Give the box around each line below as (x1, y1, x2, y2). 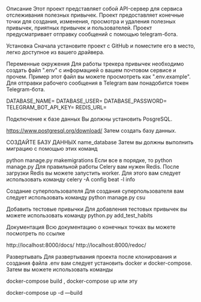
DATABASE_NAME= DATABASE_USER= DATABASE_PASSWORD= (6, 97, 167, 104)
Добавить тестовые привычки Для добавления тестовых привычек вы (6, 205, 188, 213)
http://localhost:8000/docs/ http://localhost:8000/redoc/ (6, 241, 146, 249)
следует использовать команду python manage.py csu (6, 194, 146, 201)
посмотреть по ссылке (6, 230, 65, 237)
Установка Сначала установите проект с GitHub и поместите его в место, (6, 42, 196, 49)
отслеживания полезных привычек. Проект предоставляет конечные (6, 11, 184, 19)
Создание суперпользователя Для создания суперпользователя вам (6, 187, 184, 195)
